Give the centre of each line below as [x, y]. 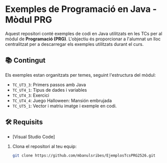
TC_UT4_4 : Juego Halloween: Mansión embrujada [62, 100]
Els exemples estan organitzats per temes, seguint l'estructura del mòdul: [81, 75]
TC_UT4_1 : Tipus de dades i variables [50, 90]
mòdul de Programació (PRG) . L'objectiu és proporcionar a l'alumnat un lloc [83, 39]
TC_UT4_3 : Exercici [31, 95]
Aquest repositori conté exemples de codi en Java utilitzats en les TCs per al [84, 33]
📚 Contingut [25, 61]
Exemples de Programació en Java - [81, 9]
